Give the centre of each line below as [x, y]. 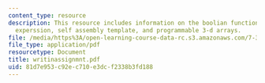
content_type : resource [47, 15]
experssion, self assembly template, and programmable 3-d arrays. [129, 30]
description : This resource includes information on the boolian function [134, 23]
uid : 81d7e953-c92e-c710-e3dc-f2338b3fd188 [81, 67]
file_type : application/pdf [54, 45]
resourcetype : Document [47, 52]
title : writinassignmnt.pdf [54, 60]
